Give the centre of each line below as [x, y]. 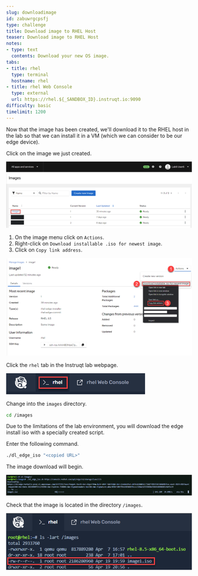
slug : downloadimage [32, 12]
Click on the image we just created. [49, 153]
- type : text [22, 50]
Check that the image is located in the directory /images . [75, 505]
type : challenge [26, 25]
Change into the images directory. [47, 403]
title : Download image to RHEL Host [51, 31]
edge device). [23, 142]
